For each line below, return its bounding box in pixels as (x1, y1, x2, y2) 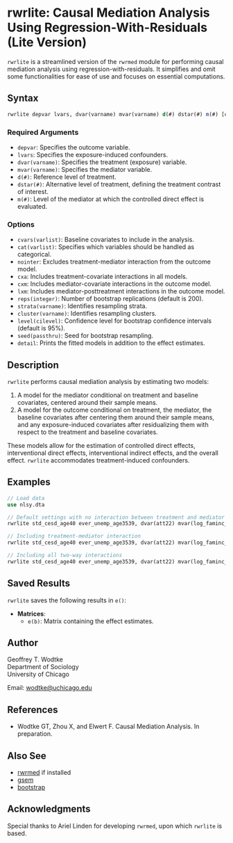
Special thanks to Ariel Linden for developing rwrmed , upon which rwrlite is (7, 821, 223, 830)
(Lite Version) (7, 35, 87, 50)
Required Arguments (7, 127, 79, 137)
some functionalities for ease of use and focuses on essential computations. (7, 72, 225, 81)
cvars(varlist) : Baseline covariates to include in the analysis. (17, 235, 194, 244)
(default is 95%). (17, 324, 66, 332)
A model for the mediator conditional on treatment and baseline (17, 391, 199, 399)
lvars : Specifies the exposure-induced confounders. (17, 150, 169, 159)
